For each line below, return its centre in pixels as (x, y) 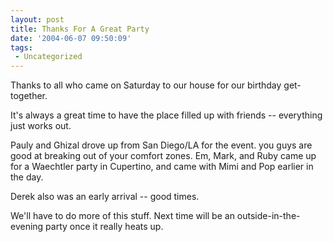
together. (29, 96)
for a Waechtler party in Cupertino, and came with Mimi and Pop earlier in (162, 167)
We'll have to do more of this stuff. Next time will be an (122, 216)
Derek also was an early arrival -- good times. (105, 197)
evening (27, 227)
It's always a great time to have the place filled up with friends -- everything (166, 115)
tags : (21, 47)
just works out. (41, 126)
